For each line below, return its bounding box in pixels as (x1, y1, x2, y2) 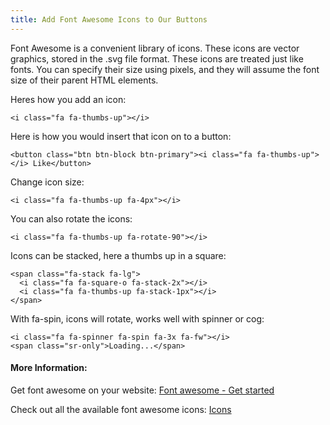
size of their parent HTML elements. (10, 74, 159, 86)
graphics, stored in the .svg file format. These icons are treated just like (10, 52, 304, 65)
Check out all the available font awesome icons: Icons (10, 403, 232, 415)
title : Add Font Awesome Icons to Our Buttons (10, 14, 208, 25)
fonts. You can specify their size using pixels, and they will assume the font (10, 63, 320, 75)
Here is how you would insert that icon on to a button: (10, 130, 232, 142)
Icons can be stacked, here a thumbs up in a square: (10, 249, 227, 261)
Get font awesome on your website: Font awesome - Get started (10, 384, 275, 396)
